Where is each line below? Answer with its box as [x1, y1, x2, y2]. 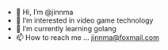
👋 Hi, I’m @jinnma [15, 8, 74, 16]
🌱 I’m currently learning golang [15, 24, 116, 33]
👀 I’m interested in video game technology [15, 16, 154, 25]
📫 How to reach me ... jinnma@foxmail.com [15, 33, 160, 42]
